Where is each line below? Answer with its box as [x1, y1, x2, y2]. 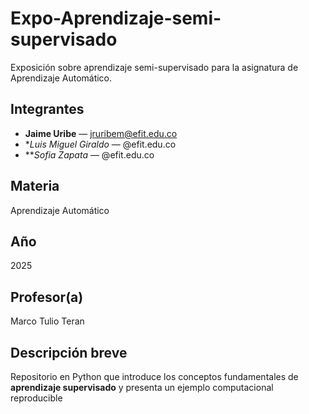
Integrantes [10, 101, 85, 118]
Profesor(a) [10, 288, 84, 306]
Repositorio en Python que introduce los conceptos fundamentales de [10, 371, 299, 382]
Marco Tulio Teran [10, 315, 85, 327]
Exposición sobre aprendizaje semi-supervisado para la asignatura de [10, 61, 299, 73]
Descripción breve [10, 344, 128, 361]
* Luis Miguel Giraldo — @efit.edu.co [24, 138, 177, 150]
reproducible [10, 392, 63, 404]
